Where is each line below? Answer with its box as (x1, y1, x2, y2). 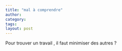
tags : (5, 21, 17, 27)
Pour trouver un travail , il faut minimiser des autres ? (5, 40, 117, 46)
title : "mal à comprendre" (5, 7, 63, 13)
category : (5, 17, 27, 22)
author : (5, 12, 22, 17)
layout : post (5, 26, 33, 31)
